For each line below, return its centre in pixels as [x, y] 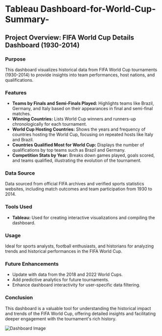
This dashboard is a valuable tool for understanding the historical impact [78, 308]
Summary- [27, 19]
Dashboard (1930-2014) [42, 45]
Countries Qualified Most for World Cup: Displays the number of [78, 145]
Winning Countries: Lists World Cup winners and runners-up [74, 119]
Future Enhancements [32, 264]
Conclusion [19, 298]
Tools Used [19, 207]
